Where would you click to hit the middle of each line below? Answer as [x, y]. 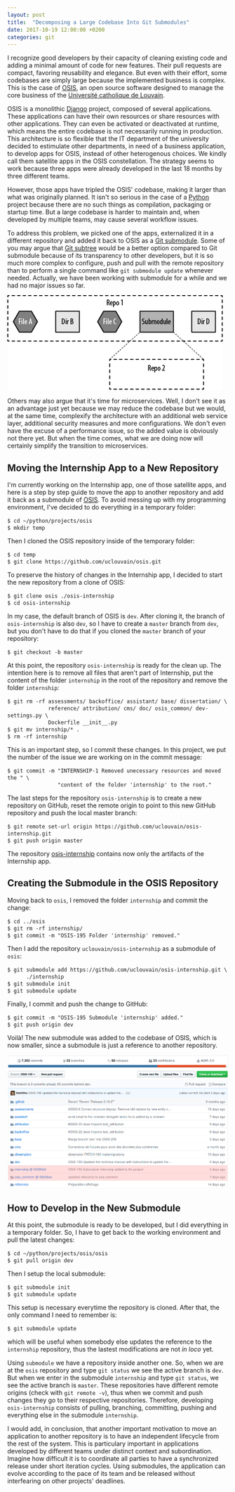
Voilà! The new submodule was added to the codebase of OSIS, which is [112, 1037]
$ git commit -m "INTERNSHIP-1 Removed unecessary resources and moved [114, 771]
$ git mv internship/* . [43, 730]
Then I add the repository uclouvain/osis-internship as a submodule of [112, 948]
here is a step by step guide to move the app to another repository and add [116, 493]
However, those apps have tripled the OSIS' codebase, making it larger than [117, 190]
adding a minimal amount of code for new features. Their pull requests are [115, 65]
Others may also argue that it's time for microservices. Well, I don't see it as [116, 401]
